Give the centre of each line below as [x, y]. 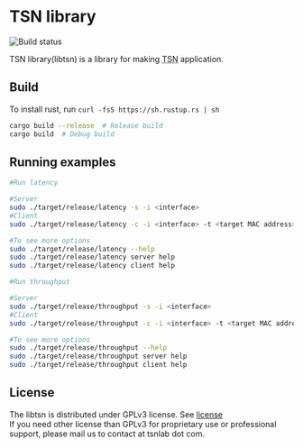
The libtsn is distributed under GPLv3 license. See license [116, 414]
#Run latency [34, 183]
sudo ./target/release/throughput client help [98, 365]
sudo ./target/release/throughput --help [88, 348]
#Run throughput [40, 282]
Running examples [63, 162]
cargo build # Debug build [62, 134]
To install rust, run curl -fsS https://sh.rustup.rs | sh [115, 109]
